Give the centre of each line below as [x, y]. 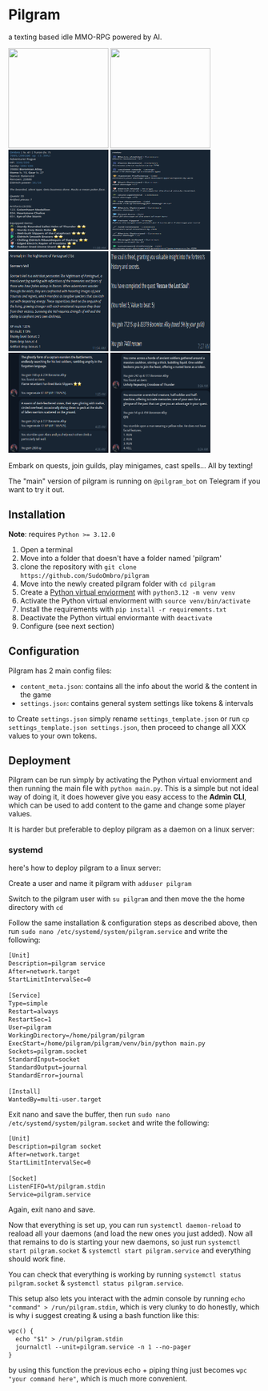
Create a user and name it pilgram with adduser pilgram [100, 883]
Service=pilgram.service [50, 1194]
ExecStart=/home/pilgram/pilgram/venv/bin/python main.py [107, 1043]
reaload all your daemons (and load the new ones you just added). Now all [131, 1233]
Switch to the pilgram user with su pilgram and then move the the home [127, 899]
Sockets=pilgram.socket [48, 1051]
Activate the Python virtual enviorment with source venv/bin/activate [135, 600]
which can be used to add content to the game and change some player [127, 805]
